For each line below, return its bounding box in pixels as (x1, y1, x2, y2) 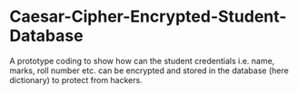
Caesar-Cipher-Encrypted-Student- (9, 6, 287, 27)
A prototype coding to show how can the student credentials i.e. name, (9, 55, 275, 66)
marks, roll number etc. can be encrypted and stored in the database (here (9, 65, 289, 76)
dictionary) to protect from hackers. (9, 74, 143, 85)
